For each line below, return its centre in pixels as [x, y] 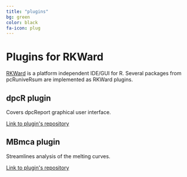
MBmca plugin [33, 142]
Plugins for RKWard [55, 57]
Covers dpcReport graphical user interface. [59, 112]
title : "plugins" [27, 11]
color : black [22, 22]
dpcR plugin [29, 98]
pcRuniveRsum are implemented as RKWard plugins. [70, 79]
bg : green [18, 17]
